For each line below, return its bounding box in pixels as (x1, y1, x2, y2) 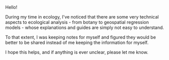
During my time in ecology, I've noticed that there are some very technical (5, 14, 159, 19)
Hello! (5, 4, 18, 10)
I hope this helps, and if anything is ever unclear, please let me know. (5, 49, 149, 55)
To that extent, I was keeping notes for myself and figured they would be (5, 34, 156, 40)
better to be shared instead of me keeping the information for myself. (5, 39, 149, 45)
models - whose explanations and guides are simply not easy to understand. (5, 24, 164, 30)
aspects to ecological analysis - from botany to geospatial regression (5, 19, 149, 25)
